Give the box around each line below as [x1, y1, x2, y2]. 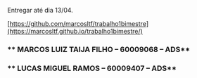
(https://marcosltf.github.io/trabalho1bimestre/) [7, 27, 143, 35]
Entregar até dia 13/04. [7, 6, 74, 14]
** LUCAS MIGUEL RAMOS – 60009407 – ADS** [7, 63, 177, 73]
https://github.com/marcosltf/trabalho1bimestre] [9, 20, 149, 27]
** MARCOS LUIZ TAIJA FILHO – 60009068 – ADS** [7, 44, 191, 54]
